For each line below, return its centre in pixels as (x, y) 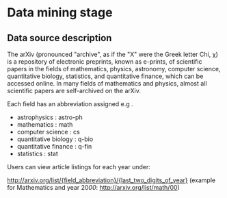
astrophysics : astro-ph (50, 117)
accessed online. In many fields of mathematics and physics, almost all (107, 83)
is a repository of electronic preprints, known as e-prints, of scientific (105, 62)
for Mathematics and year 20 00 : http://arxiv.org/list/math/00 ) (93, 187)
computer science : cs (48, 132)
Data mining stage (60, 13)
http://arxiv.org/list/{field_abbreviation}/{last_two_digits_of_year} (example (111, 180)
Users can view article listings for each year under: (79, 167)
